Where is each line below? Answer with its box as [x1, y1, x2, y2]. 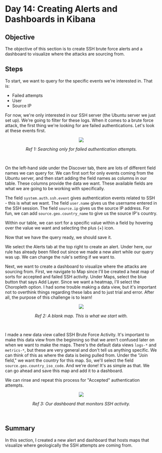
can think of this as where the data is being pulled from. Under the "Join [5, 352, 148, 358]
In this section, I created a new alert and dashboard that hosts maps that [5, 437, 149, 443]
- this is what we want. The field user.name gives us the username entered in [5, 200, 157, 206]
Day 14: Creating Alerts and [5, 3, 118, 15]
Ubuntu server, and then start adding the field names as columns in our [5, 175, 147, 181]
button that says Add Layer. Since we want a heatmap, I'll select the [5, 279, 140, 285]
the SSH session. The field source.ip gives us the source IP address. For [5, 205, 150, 211]
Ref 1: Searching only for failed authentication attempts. [26, 146, 137, 152]
